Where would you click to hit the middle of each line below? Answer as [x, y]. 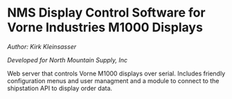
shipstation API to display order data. [60, 88]
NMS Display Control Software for [106, 13]
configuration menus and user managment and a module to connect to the [113, 80]
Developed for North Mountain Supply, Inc [68, 60]
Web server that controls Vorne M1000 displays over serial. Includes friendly [116, 73]
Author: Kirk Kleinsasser [42, 46]
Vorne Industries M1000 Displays [105, 27]
